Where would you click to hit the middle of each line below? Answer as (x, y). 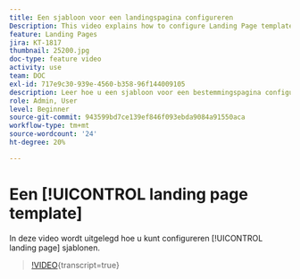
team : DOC (28, 76)
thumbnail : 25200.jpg (50, 51)
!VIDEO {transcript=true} (75, 265)
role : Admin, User (43, 101)
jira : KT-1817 (36, 42)
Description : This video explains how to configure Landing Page (133, 26)
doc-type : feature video (55, 59)
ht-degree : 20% (37, 142)
